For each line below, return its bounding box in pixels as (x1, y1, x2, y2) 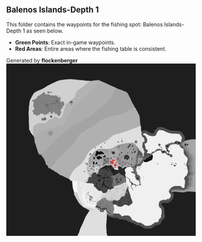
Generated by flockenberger (6, 56, 78, 64)
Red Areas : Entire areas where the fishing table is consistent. (14, 45, 167, 52)
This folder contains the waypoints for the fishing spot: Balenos (6, 20, 164, 28)
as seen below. (26, 27, 64, 34)
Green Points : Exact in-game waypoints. (14, 38, 116, 46)
